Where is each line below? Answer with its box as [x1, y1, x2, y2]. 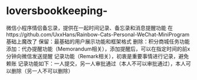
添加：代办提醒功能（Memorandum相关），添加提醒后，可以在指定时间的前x [6, 45, 191, 52]
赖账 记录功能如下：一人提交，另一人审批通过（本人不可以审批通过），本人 [6, 60, 186, 67]
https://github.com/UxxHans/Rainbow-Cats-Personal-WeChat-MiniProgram [6, 31, 190, 38]
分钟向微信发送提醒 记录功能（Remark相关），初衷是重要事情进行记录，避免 [6, 52, 189, 59]
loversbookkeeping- [6, 4, 108, 18]
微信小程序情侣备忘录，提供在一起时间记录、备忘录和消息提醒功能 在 [6, 24, 173, 31]
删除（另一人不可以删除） [11, 67, 74, 74]
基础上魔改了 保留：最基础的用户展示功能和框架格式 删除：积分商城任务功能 [6, 38, 190, 45]
